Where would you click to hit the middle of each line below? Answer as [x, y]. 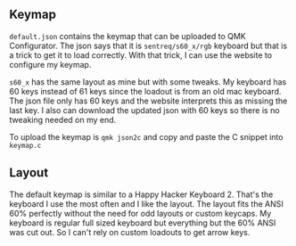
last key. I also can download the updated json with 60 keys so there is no [144, 110]
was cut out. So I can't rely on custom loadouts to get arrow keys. [130, 232]
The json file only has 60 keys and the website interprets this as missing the [148, 101]
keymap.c [25, 145]
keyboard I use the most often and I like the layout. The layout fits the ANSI [146, 203]
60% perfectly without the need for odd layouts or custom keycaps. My [140, 213]
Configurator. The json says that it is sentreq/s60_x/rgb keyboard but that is [148, 45]
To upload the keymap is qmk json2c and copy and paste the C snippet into [146, 136]
